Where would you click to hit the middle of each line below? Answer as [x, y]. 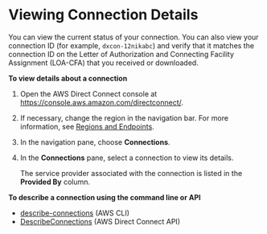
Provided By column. [55, 182]
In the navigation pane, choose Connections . [95, 142]
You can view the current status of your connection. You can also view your [133, 37]
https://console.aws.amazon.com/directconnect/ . [101, 102]
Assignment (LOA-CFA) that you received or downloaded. [103, 63]
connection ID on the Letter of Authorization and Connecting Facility [121, 54]
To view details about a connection [68, 78]
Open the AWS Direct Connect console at [88, 93]
